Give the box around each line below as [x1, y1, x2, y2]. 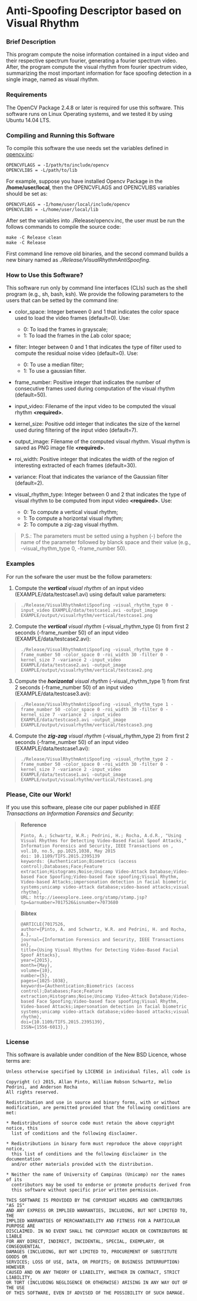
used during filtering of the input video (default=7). [14, 426, 138, 433]
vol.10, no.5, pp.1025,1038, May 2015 [20, 848, 116, 854]
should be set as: [6, 190, 48, 198]
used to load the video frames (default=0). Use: [14, 315, 131, 322]
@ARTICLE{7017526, [20, 921, 66, 927]
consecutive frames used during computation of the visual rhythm [14, 385, 175, 392]
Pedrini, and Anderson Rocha [6, 1084, 78, 1090]
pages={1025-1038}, [20, 978, 69, 983]
